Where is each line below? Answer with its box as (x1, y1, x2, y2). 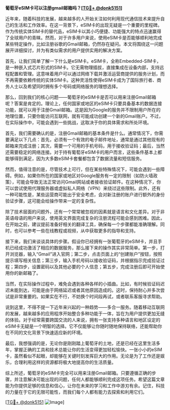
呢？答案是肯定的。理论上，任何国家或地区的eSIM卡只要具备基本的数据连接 (5, 101, 162, 106)
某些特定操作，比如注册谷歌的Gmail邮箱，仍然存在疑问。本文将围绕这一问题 (5, 41, 163, 47)
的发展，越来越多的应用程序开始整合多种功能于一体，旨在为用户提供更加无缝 (5, 311, 165, 316)
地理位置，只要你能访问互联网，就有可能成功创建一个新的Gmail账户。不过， (5, 113, 163, 119)
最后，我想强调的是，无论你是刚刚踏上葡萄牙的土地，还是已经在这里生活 (5, 340, 156, 346)
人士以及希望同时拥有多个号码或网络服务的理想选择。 (9, 84, 120, 89)
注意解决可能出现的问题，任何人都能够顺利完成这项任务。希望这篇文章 (18, 377, 165, 382)
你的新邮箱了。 (9, 270, 41, 276)
